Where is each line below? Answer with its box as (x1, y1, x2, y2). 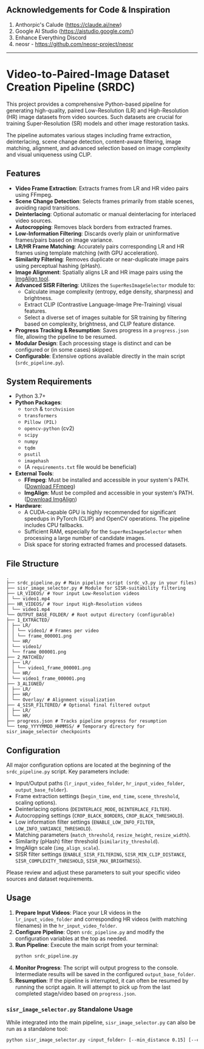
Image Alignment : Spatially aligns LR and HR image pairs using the (15, 268, 183, 276)
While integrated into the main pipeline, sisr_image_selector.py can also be (6, 1019, 196, 1026)
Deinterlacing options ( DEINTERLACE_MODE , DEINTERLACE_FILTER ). (15, 805, 171, 813)
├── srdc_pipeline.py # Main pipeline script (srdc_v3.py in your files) (6, 580, 197, 586)
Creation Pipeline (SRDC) (6, 80, 135, 94)
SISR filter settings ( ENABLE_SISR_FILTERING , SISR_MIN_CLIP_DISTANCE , (15, 850, 186, 858)
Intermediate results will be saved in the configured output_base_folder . (15, 970, 195, 977)
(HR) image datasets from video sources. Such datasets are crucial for (6, 113, 183, 120)
